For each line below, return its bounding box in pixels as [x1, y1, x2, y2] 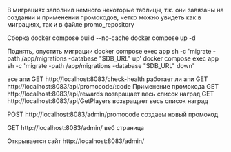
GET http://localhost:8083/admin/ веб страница [7, 124, 145, 131]
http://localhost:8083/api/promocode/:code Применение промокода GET [7, 83, 219, 90]
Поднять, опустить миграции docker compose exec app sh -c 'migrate [7, 47, 212, 55]
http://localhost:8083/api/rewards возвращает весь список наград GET [7, 89, 214, 98]
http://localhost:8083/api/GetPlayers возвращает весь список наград [7, 97, 208, 105]
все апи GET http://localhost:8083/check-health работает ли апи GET [7, 75, 208, 83]
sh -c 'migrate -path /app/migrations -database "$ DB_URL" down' [7, 62, 194, 69]
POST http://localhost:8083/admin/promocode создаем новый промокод [7, 110, 219, 118]
